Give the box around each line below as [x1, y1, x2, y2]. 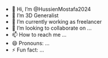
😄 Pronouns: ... [11, 40, 50, 47]
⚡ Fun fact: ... [11, 46, 44, 53]
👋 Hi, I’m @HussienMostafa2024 [11, 6, 91, 12]
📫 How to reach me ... [11, 31, 67, 38]
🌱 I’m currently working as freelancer [11, 18, 102, 25]
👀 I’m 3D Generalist [11, 12, 59, 19]
